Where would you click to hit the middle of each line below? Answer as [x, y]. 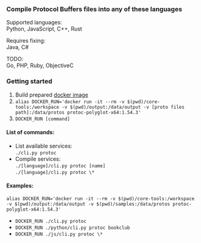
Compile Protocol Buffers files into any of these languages [94, 9]
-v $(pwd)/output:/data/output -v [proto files [123, 107]
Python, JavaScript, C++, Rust [44, 29]
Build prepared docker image [51, 95]
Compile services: [38, 159]
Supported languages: [34, 23]
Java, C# [18, 47]
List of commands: [30, 132]
